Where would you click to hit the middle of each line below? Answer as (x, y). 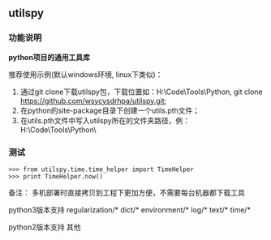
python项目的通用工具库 (49, 57)
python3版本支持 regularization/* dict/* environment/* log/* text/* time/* (130, 209)
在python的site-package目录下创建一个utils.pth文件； (110, 110)
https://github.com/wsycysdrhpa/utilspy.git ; (93, 101)
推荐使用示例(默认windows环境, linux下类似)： (86, 74)
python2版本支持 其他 (45, 227)
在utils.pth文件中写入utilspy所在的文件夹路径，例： (105, 120)
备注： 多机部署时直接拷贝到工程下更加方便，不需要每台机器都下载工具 (127, 192)
